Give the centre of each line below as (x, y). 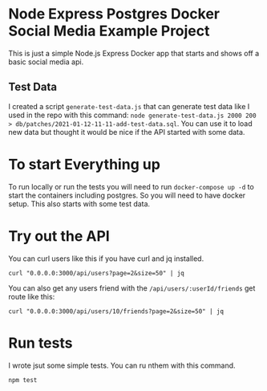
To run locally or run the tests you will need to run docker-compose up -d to (131, 186)
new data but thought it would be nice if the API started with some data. (127, 132)
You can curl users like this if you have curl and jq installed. (106, 259)
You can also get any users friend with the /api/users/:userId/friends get (132, 288)
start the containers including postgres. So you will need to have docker (127, 195)
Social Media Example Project (109, 31)
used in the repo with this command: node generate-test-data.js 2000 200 (132, 115)
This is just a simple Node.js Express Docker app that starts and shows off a (134, 53)
